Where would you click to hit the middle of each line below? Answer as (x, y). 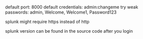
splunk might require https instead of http (48, 22)
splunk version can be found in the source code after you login (69, 31)
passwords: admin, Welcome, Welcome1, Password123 (61, 12)
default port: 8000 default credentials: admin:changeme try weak (72, 7)
